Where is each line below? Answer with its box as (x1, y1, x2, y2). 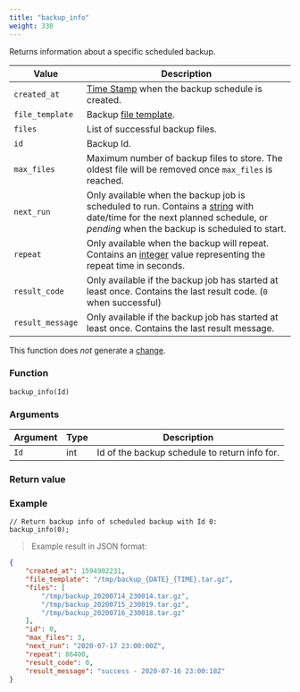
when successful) (86, 296, 162, 309)
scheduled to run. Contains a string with (86, 200, 254, 212)
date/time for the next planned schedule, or (86, 211, 268, 224)
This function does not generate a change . (9, 345, 166, 355)
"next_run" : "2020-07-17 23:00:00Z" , (25, 642, 166, 651)
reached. (86, 174, 124, 186)
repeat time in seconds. (86, 259, 186, 271)
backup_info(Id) (9, 387, 70, 397)
